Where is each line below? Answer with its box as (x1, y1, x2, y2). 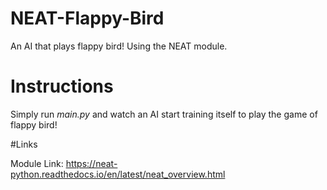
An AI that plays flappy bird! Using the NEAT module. (10, 40, 228, 52)
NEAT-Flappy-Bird (10, 7, 165, 30)
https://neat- (65, 157, 118, 169)
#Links (10, 138, 38, 150)
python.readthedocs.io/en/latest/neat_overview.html (10, 168, 226, 180)
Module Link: (10, 157, 64, 169)
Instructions (10, 75, 114, 98)
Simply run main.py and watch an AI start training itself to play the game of (10, 108, 318, 120)
